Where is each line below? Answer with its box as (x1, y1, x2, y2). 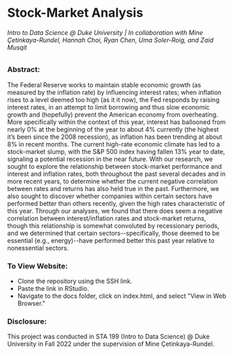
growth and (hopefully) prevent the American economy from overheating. (7, 110, 218, 119)
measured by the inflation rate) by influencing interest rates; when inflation (7, 88, 222, 96)
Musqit (7, 43, 27, 52)
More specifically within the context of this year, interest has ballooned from (7, 117, 226, 126)
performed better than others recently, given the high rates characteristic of (7, 199, 225, 207)
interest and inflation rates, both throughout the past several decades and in (7, 169, 226, 178)
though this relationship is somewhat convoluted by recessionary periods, (7, 221, 220, 229)
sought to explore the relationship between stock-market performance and (7, 162, 222, 170)
